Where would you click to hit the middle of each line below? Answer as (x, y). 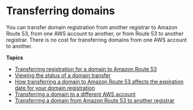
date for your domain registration (55, 88)
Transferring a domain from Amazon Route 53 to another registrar (95, 100)
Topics (15, 57)
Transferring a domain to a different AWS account (75, 94)
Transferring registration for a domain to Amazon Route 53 (86, 69)
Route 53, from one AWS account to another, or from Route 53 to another (95, 33)
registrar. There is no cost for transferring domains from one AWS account (97, 40)
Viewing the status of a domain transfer (63, 75)
